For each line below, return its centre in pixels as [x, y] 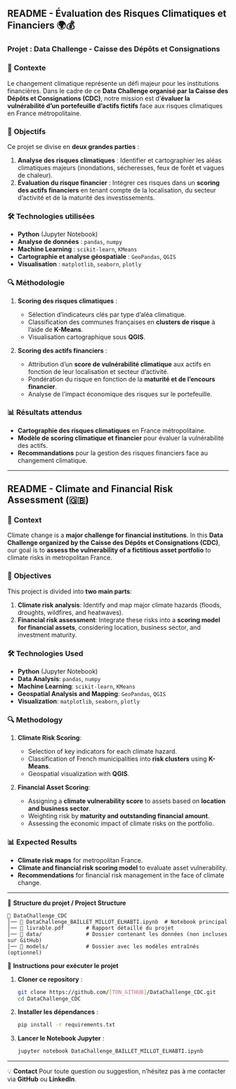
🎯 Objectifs [27, 131]
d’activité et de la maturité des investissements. [86, 198]
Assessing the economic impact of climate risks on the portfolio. [121, 823]
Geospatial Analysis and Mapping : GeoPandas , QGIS [92, 694]
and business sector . [59, 808]
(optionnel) [25, 953]
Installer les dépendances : [58, 1012]
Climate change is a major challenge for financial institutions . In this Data [115, 535]
